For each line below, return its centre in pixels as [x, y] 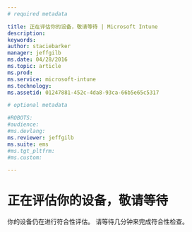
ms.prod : [20, 72]
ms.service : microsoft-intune [52, 79]
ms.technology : [30, 86]
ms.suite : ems [28, 144]
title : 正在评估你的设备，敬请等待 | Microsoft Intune [83, 27]
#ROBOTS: [20, 118]
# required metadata [38, 14]
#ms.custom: [25, 157]
